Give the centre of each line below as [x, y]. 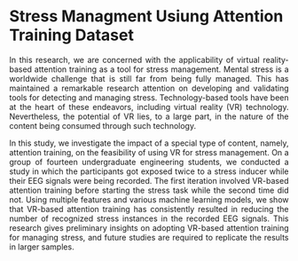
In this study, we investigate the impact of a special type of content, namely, [149, 143]
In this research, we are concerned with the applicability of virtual [134, 59]
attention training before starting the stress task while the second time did [149, 190]
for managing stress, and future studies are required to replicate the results [149, 237]
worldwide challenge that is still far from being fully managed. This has [149, 78]
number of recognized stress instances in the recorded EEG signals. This [149, 218]
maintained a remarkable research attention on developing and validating [149, 88]
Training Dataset [72, 35]
